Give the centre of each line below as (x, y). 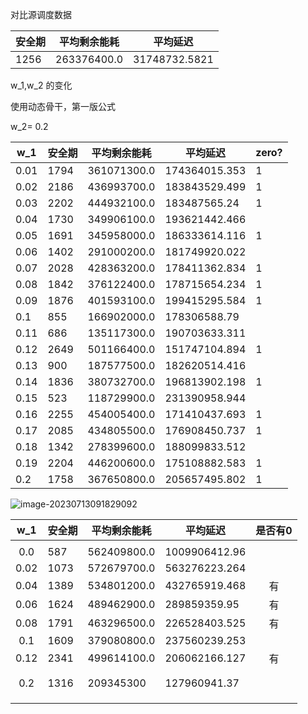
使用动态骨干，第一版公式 (63, 106)
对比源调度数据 (41, 14)
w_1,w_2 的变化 (41, 85)
